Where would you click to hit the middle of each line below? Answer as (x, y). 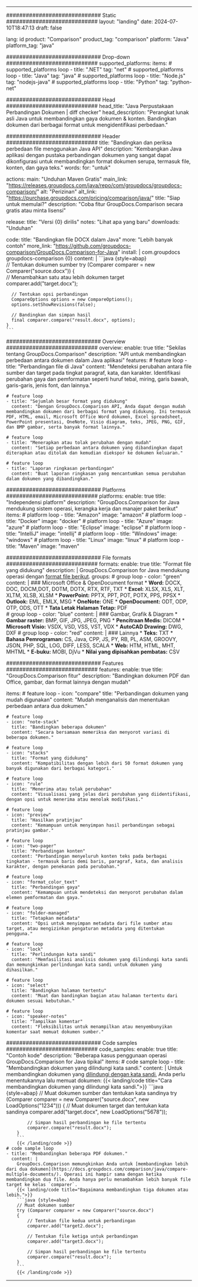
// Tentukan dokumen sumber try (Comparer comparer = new (80, 264)
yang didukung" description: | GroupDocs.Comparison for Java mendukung (98, 570)
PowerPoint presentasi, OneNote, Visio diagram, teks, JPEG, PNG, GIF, (96, 422)
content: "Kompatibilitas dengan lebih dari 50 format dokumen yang (97, 763)
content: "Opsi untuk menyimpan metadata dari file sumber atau (92, 923)
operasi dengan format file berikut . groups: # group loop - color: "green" (94, 576)
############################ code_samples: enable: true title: (92, 1049)
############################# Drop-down (68, 57)
